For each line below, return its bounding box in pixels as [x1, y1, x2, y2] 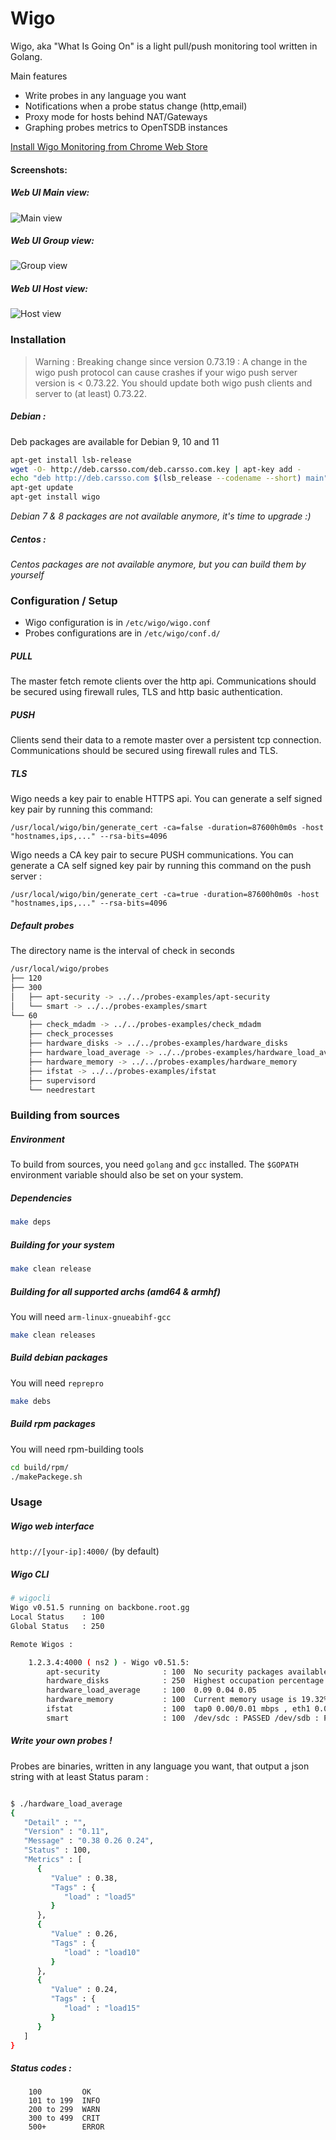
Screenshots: [10, 163, 68, 176]
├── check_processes [28, 1029, 114, 1039]
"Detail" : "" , [23, 1817, 87, 1827]
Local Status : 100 [10, 1612, 105, 1622]
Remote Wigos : [10, 1639, 74, 1649]
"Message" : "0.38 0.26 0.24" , [23, 1836, 155, 1846]
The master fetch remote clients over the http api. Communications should [10, 675, 317, 687]
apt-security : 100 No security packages [46, 1667, 284, 1677]
